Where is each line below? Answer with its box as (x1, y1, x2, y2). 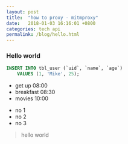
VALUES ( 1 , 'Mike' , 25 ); (17, 71, 80, 77)
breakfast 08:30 (14, 89, 56, 96)
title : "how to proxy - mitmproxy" (6, 15, 98, 21)
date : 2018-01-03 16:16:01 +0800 (6, 20, 96, 26)
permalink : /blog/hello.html (6, 32, 80, 38)
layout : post (6, 9, 39, 15)
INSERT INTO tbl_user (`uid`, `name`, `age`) (6, 65, 123, 72)
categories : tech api (6, 26, 61, 32)
